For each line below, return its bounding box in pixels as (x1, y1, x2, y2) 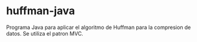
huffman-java (6, 4, 76, 18)
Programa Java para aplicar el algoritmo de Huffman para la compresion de (6, 24, 192, 31)
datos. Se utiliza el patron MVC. (6, 30, 83, 37)
